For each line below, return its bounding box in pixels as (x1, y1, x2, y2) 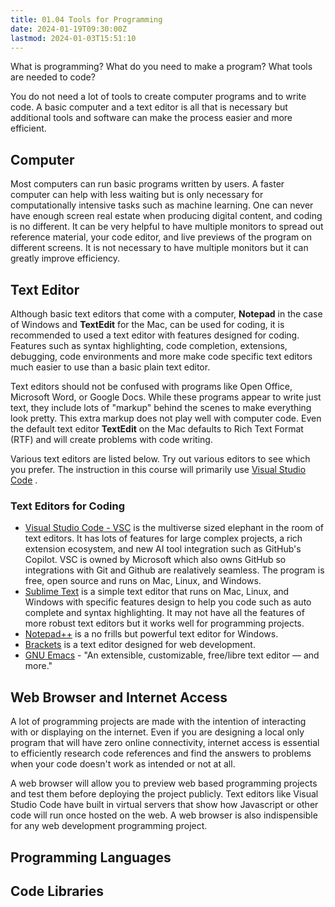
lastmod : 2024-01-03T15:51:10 (10, 33, 137, 43)
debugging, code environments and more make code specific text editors (10, 351, 313, 362)
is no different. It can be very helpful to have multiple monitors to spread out (10, 221, 324, 233)
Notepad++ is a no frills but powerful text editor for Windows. (24, 628, 279, 640)
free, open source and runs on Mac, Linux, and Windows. (24, 575, 262, 587)
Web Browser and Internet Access (10, 689, 228, 706)
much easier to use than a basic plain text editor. (10, 361, 211, 373)
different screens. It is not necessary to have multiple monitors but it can (10, 242, 309, 254)
